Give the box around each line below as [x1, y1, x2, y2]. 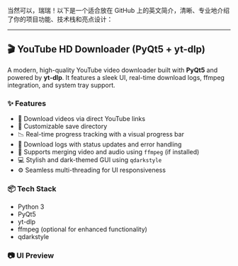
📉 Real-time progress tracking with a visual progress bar [17, 130, 184, 139]
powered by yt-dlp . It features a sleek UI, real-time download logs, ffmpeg [7, 73, 225, 81]
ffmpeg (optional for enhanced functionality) [17, 225, 147, 233]
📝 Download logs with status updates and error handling [17, 140, 182, 149]
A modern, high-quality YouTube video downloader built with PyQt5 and [7, 66, 218, 74]
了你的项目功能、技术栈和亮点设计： [7, 15, 113, 23]
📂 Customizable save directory [17, 122, 108, 131]
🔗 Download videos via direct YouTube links [17, 115, 146, 123]
